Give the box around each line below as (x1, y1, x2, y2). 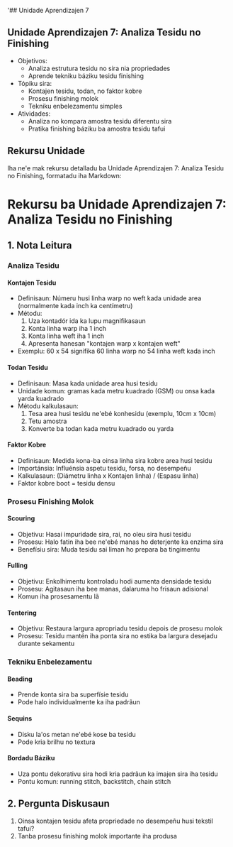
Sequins (7, 714, 33, 723)
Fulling (7, 561, 28, 570)
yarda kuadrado (17, 394, 64, 403)
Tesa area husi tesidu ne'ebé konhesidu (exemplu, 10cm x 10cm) (28, 409, 217, 417)
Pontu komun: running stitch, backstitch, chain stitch (17, 777, 171, 785)
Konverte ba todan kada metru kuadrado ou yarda (28, 424, 174, 432)
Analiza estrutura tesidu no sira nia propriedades (28, 64, 171, 72)
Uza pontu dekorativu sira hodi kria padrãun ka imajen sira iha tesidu (17, 770, 218, 778)
